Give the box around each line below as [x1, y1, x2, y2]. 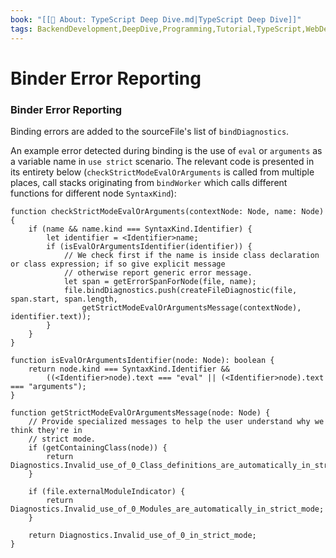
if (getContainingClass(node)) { [28, 442, 168, 453]
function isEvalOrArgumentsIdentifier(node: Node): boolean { [10, 355, 275, 365]
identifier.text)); [10, 311, 92, 321]
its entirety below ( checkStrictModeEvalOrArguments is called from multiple [10, 166, 315, 178]
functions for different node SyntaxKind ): [10, 187, 177, 199]
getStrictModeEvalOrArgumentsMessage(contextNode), [81, 302, 302, 313]
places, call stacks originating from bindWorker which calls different [10, 176, 288, 188]
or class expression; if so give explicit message [10, 259, 226, 269]
